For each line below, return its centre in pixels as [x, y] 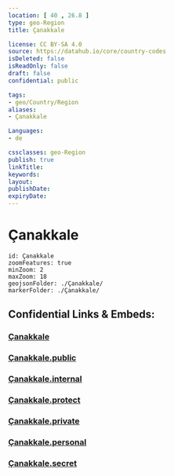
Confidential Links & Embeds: [82, 315]
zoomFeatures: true [40, 263]
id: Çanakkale [31, 256]
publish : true [31, 159]
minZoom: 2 [26, 269]
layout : [21, 181]
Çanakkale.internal [45, 379]
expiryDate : [27, 196]
